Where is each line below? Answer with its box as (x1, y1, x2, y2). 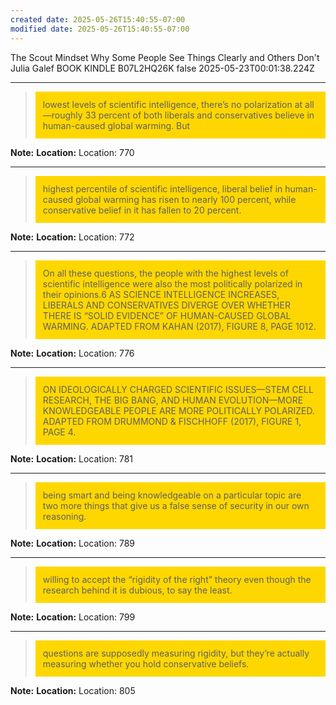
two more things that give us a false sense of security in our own (42, 499, 310, 511)
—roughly (42, 109, 83, 121)
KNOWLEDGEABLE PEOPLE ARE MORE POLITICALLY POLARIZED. (42, 404, 315, 416)
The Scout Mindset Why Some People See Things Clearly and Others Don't (10, 51, 320, 63)
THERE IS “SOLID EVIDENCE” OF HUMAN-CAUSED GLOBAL (42, 309, 292, 321)
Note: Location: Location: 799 (10, 611, 136, 623)
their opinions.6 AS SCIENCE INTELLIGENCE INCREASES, (42, 288, 280, 300)
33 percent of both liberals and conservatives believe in (84, 109, 315, 121)
